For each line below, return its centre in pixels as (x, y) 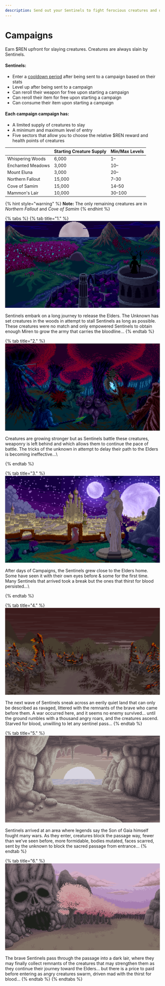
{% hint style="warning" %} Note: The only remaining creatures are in (76, 204)
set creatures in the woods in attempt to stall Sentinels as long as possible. (81, 321)
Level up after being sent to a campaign (52, 87)
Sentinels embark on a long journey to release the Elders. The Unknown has (82, 316)
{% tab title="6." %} (25, 861)
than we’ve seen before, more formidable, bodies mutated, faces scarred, (80, 841)
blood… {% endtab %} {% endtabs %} (44, 979)
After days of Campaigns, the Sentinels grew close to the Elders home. (77, 570)
